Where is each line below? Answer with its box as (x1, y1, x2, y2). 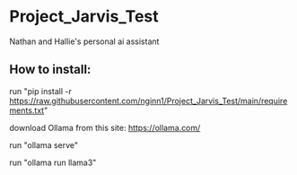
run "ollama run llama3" (9, 157, 97, 168)
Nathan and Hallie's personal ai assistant (9, 36, 160, 47)
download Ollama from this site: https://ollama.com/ (9, 122, 201, 133)
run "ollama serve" (9, 139, 79, 150)
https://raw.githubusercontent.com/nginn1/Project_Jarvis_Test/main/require (9, 95, 288, 106)
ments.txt (9, 105, 45, 116)
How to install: (9, 62, 92, 77)
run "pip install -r (9, 85, 72, 96)
